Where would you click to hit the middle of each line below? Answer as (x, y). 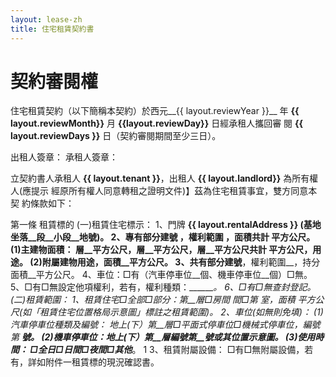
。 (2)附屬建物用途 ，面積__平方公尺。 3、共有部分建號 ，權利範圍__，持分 (170, 262)
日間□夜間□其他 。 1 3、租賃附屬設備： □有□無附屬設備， (184, 350)
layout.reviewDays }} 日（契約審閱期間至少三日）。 (116, 136)
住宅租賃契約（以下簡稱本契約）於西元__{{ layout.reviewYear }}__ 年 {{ (155, 111)
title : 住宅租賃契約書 (52, 29)
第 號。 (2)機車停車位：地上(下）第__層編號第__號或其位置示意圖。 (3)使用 (163, 337)
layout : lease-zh (46, 19)
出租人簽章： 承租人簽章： (64, 157)
